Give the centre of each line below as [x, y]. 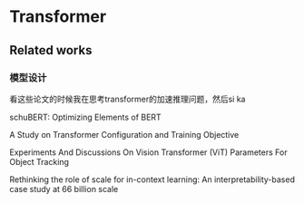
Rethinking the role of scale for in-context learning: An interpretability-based [152, 179]
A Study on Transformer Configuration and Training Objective [124, 134]
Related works [51, 50]
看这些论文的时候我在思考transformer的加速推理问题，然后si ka [127, 99]
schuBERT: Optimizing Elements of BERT [85, 117]
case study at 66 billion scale [64, 188]
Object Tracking [39, 161]
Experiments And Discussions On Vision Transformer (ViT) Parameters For [148, 152]
